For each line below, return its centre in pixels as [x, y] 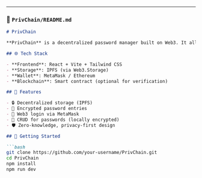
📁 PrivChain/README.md [39, 19]
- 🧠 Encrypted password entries [47, 109]
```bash [16, 147]
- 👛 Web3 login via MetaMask [43, 114]
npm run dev [21, 170]
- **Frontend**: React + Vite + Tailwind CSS [64, 64]
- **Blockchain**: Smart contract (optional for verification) [87, 81]
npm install [21, 164]
